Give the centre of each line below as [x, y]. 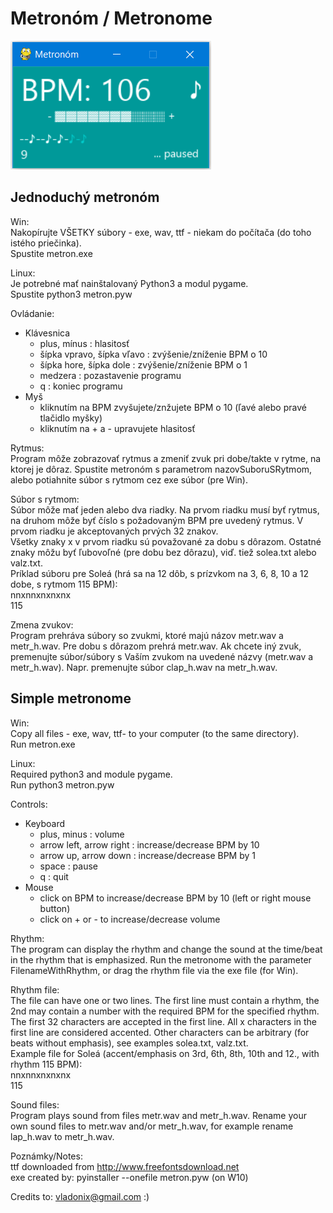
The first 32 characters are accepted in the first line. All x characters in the [164, 1021]
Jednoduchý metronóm [85, 197]
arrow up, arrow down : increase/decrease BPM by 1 [147, 855]
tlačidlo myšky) [71, 418]
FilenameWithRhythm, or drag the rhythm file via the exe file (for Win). [154, 970]
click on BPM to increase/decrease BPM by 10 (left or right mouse [175, 898]
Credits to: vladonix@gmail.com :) [80, 1196]
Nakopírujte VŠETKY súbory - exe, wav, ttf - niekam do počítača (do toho [161, 232]
